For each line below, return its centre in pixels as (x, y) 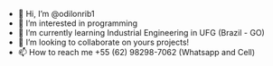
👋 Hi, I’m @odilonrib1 (56, 14)
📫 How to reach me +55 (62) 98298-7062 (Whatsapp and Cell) (136, 52)
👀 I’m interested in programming (78, 23)
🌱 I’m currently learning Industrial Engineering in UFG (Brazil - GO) (141, 33)
